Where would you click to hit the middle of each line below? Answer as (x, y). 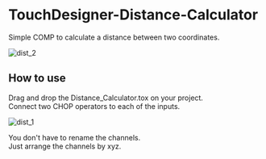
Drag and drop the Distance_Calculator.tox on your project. (106, 98)
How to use (37, 78)
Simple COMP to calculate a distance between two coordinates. (114, 37)
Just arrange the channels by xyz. (65, 146)
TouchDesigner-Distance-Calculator (133, 15)
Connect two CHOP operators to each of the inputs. (94, 106)
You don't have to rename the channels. (75, 137)
